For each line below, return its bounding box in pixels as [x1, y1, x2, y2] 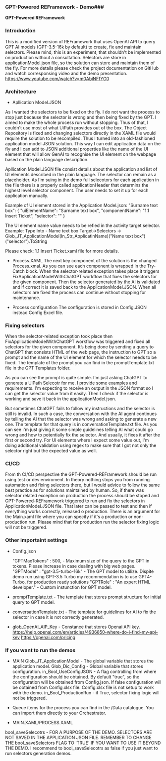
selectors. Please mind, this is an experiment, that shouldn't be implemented [5, 49, 161, 55]
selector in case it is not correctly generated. [12, 614, 104, 620]
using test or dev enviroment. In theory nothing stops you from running [5, 477, 150, 483]
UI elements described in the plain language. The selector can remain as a [5, 171, 157, 177]
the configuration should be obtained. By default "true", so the [12, 674, 140, 680]
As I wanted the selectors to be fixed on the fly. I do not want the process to [5, 109, 160, 115]
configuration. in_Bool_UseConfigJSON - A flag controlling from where [12, 668, 157, 675]
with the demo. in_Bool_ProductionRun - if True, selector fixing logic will [12, 690, 160, 696]
